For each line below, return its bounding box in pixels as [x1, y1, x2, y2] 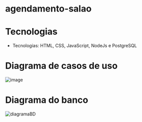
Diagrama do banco [5, 94, 89, 106]
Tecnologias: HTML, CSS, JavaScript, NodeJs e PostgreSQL [12, 43, 137, 49]
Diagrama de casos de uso [5, 60, 118, 72]
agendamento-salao [5, 3, 92, 15]
